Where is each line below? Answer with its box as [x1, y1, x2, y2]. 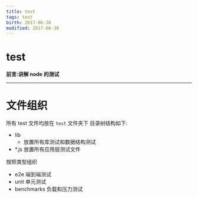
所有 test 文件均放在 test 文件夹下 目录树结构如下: [6, 120, 128, 127]
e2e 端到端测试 [14, 171, 52, 178]
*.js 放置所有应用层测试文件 [14, 146, 81, 153]
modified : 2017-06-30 [6, 25, 60, 31]
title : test [6, 8, 35, 15]
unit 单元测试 [14, 178, 47, 186]
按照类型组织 [6, 159, 37, 166]
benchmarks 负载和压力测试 [14, 186, 83, 193]
